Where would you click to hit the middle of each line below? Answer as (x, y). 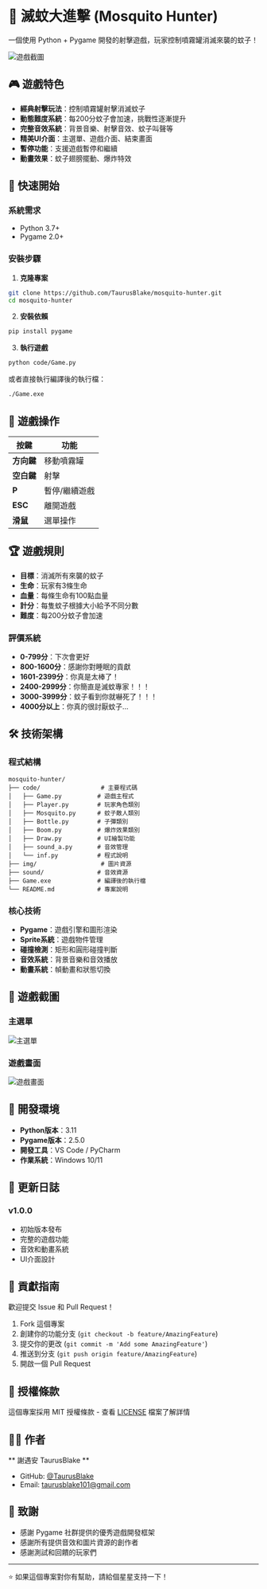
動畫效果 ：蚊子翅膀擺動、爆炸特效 (75, 158)
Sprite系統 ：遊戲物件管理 (61, 940)
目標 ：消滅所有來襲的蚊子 (62, 575)
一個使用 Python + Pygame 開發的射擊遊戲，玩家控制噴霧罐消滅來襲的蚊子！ (133, 40)
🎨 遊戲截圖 (34, 997)
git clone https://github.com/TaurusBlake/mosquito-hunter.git (115, 293)
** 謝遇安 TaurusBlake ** (49, 1460)
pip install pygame (41, 331)
